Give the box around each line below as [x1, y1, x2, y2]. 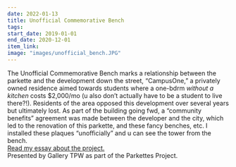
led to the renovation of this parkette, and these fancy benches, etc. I [7, 121, 208, 130]
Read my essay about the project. [7, 144, 105, 152]
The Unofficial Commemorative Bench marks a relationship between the [7, 68, 217, 78]
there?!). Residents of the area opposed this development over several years [7, 99, 229, 107]
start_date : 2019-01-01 [7, 30, 77, 37]
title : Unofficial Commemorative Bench [7, 17, 125, 24]
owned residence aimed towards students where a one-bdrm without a [7, 84, 214, 92]
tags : [7, 23, 23, 30]
